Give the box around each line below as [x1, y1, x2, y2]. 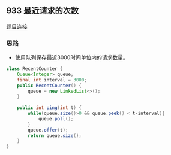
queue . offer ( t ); [28, 127, 68, 133]
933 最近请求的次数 [6, 5, 79, 16]
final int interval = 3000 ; [17, 77, 87, 83]
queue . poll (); [38, 116, 74, 121]
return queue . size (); [28, 132, 82, 139]
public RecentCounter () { [17, 83, 82, 89]
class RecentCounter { [6, 66, 63, 72]
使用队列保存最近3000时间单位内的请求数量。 [14, 54, 128, 61]
